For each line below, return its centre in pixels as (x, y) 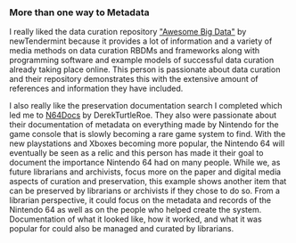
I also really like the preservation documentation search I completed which (146, 106)
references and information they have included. (96, 89)
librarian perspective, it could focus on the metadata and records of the (140, 200)
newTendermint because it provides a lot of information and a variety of (141, 41)
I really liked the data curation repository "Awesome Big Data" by (128, 32)
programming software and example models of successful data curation (142, 61)
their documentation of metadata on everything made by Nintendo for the (144, 125)
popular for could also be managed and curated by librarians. (122, 229)
